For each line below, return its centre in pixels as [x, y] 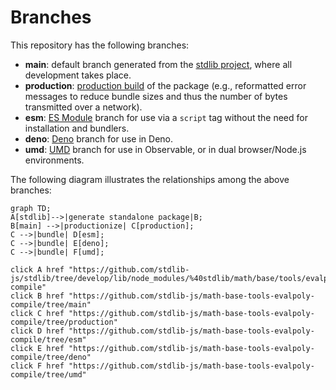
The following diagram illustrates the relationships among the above [150, 179]
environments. [54, 160]
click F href [37, 366]
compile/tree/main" [51, 304]
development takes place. [78, 75]
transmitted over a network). [83, 107]
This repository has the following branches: [100, 45]
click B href [37, 296]
